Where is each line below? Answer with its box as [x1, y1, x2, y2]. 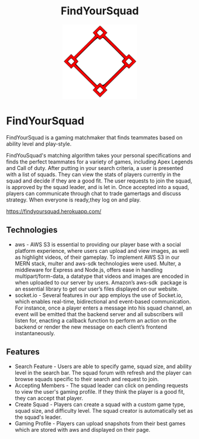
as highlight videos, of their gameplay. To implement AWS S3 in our [14, 253, 180, 261]
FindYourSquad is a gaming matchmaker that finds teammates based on [6, 134, 183, 141]
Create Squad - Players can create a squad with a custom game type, [14, 401, 185, 408]
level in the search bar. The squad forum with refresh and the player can [14, 369, 192, 376]
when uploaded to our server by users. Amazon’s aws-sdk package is [14, 279, 187, 286]
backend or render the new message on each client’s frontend [14, 323, 168, 330]
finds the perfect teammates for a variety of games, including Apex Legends [6, 158, 193, 165]
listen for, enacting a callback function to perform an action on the [14, 317, 177, 324]
